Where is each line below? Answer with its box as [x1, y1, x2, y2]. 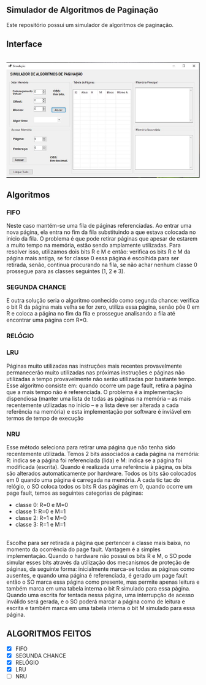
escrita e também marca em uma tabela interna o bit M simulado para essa [6, 605, 195, 611]
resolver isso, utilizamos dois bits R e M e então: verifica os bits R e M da [6, 248, 191, 255]
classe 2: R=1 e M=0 [15, 514, 67, 521]
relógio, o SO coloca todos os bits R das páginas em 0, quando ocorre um [6, 483, 193, 490]
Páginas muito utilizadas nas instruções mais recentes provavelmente [6, 362, 182, 370]
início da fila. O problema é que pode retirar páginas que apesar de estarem [6, 235, 198, 242]
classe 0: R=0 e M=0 [15, 501, 69, 508]
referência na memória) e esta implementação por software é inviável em [6, 408, 191, 415]
